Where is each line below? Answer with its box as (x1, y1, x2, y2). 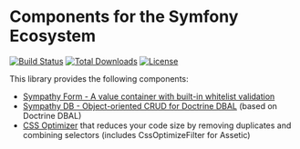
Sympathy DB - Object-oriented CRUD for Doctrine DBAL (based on (22, 100, 278, 111)
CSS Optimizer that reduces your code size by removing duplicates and (22, 120, 292, 131)
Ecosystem (9, 25, 97, 46)
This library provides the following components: (9, 73, 189, 84)
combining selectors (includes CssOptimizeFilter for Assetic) (22, 129, 251, 140)
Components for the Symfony (9, 6, 239, 27)
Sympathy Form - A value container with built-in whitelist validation (22, 91, 275, 102)
